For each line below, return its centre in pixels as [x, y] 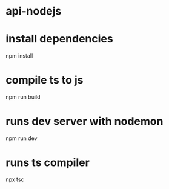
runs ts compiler [48, 163]
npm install [19, 56]
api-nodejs [34, 11]
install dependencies [59, 39]
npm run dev [22, 138]
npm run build [23, 97]
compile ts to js [45, 80]
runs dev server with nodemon [85, 121]
